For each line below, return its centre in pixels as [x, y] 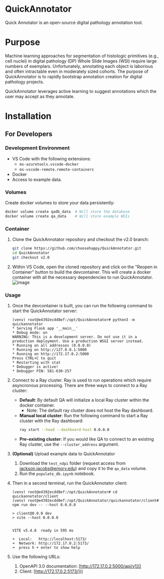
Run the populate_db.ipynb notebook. [57, 473]
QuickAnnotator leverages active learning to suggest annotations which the [81, 91]
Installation [28, 116]
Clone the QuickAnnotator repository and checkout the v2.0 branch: [81, 239]
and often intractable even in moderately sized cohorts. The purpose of [77, 71]
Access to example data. [37, 179]
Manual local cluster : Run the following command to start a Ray [83, 416]
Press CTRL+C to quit [34, 358]
